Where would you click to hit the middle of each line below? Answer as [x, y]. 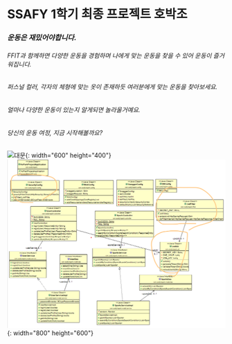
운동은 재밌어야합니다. [42, 37]
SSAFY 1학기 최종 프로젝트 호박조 [98, 14]
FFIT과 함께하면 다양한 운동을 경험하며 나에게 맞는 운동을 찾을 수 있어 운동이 [109, 55]
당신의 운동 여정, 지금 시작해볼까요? [55, 132]
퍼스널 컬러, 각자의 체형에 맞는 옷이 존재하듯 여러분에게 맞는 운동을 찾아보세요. [113, 87]
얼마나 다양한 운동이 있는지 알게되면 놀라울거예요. [74, 110]
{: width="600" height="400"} [69, 155]
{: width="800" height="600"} [50, 333]
